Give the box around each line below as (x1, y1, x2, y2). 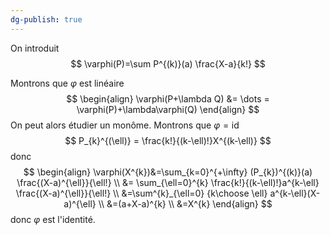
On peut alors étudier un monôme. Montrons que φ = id (10, 119, 240, 131)
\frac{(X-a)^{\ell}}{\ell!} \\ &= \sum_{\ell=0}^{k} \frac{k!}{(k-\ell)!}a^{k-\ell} (16, 176, 320, 188)
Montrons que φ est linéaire (10, 77, 125, 89)
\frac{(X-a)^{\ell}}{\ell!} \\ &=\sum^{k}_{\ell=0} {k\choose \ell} (15, 187, 268, 199)
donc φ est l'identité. (10, 213, 96, 225)
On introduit (10, 42, 60, 54)
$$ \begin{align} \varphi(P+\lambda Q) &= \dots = (66, 92, 270, 105)
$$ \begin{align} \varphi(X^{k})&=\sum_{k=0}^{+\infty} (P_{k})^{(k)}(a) (23, 166, 313, 178)
